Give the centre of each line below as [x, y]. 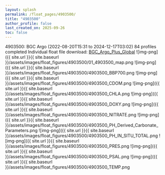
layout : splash [21, 10]
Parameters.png [21, 130]
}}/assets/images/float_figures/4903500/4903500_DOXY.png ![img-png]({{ [82, 104]
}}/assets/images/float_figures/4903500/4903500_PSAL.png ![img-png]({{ [81, 157]
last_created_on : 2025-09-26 [35, 28]
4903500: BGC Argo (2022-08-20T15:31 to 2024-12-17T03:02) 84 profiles [81, 47]
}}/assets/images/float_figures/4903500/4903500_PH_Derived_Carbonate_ [82, 125]
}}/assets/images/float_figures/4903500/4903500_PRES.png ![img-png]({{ [81, 146]
